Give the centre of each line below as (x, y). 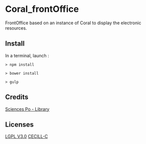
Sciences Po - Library (27, 109)
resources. (16, 28)
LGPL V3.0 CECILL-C (27, 137)
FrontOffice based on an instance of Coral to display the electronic (73, 23)
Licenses (19, 124)
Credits (17, 97)
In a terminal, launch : (27, 55)
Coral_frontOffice (42, 9)
